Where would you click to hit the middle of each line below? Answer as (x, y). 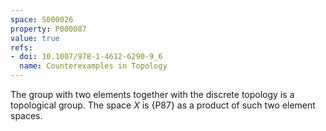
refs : (21, 47)
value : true (35, 38)
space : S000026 (42, 19)
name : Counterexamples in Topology (93, 66)
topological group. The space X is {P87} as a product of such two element (163, 105)
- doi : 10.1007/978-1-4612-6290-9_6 (86, 57)
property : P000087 (48, 29)
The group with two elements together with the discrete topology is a (152, 94)
